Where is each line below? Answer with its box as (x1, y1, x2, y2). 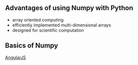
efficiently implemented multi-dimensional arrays (12, 22, 111, 28)
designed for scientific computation (12, 27, 84, 33)
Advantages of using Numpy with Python (5, 4, 134, 12)
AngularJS (5, 54, 26, 60)
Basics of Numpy (5, 42, 58, 50)
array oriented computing (12, 17, 64, 22)
